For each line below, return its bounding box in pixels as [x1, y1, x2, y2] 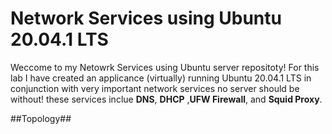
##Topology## [10, 112, 72, 124]
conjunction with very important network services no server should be [10, 82, 300, 94]
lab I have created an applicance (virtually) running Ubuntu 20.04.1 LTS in [10, 72, 312, 84]
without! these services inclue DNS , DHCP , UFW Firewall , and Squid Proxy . [10, 93, 323, 105]
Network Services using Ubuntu [10, 7, 282, 30]
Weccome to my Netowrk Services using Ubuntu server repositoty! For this [10, 61, 320, 73]
